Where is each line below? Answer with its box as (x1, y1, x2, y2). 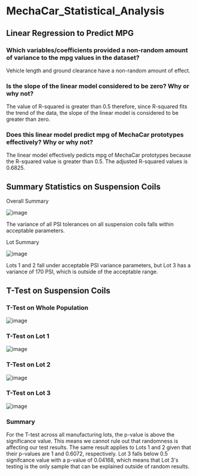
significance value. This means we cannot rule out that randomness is (6, 438, 178, 445)
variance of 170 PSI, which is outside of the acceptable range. (6, 268, 158, 276)
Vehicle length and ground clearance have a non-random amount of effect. (6, 67, 191, 74)
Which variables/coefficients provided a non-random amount (6, 46, 188, 54)
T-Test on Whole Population (6, 303, 88, 312)
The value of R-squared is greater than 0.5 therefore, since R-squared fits (6, 103, 187, 110)
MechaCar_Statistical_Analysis (6, 4, 165, 18)
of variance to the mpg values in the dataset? (6, 53, 140, 62)
